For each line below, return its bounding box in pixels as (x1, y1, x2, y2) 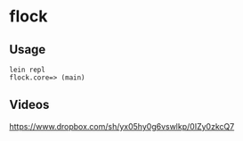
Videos (9, 97, 50, 112)
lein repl (9, 65, 46, 74)
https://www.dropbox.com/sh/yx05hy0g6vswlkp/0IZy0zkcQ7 (9, 120, 235, 131)
